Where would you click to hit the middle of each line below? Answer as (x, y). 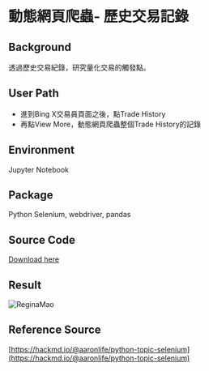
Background (40, 47)
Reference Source (55, 330)
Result (25, 285)
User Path (34, 94)
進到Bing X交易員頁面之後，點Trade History (93, 113)
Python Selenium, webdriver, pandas (70, 215)
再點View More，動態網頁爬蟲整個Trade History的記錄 (110, 124)
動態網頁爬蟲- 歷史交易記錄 (98, 17)
